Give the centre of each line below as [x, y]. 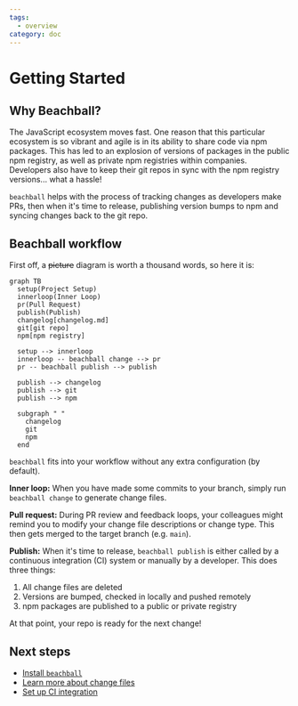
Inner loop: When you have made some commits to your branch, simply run [148, 488]
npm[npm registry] [52, 336]
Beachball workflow [66, 243]
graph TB [25, 281]
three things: [32, 570]
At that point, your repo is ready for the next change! [105, 623]
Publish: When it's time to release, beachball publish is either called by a [144, 551]
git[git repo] [43, 329]
